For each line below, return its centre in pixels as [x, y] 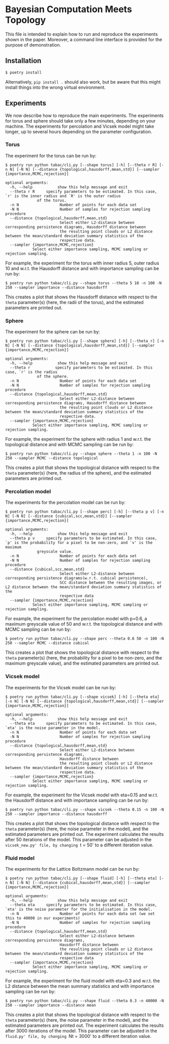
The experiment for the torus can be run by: [51, 156]
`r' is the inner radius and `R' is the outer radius [63, 196]
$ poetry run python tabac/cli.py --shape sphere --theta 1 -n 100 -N [81, 454]
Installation [23, 61]
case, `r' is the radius [31, 372]
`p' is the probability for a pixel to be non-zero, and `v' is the [79, 543]
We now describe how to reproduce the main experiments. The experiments [85, 115]
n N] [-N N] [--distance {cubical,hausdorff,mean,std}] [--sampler [78, 883]
